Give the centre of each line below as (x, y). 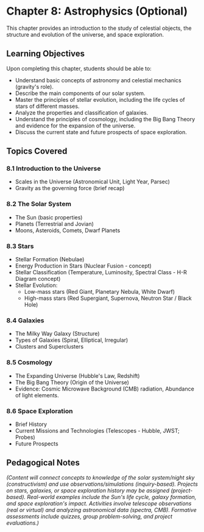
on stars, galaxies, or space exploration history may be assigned (88, 490)
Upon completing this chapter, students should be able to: (79, 68)
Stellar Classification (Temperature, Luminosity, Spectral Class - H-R (101, 272)
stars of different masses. (47, 106)
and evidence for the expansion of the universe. (75, 126)
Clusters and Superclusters (49, 347)
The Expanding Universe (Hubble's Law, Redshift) (77, 375)
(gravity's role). (34, 87)
